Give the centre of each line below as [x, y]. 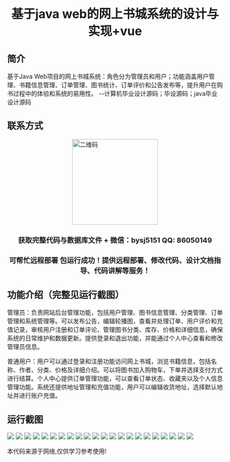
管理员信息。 [25, 347]
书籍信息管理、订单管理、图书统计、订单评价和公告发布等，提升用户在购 [121, 85]
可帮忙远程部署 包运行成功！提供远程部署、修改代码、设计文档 [112, 260]
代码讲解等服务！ [122, 270]
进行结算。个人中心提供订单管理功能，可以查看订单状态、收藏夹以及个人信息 [115, 378]
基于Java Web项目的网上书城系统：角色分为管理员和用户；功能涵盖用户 [108, 76]
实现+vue [115, 31]
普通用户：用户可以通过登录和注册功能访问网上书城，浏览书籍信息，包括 [109, 361]
